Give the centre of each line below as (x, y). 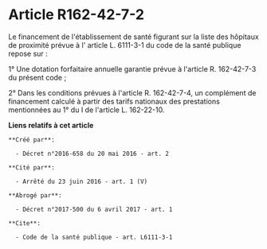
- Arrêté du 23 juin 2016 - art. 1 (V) (82, 181)
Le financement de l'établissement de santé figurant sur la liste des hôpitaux (133, 37)
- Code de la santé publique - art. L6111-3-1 (94, 237)
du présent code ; (37, 77)
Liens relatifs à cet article (51, 125)
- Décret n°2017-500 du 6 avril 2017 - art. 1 (94, 209)
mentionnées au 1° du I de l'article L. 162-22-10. (86, 110)
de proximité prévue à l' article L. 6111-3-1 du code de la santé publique (125, 45)
